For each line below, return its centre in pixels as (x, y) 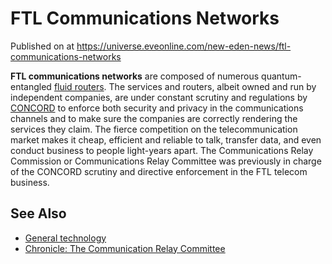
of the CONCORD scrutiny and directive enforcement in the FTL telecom (159, 171)
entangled (31, 86)
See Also (38, 213)
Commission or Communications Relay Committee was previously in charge (166, 161)
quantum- (281, 76)
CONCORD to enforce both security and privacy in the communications (157, 108)
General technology (65, 238)
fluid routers (79, 86)
